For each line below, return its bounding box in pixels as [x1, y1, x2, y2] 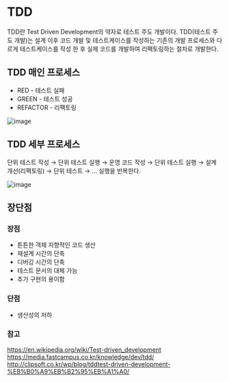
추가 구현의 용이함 [16, 275, 65, 283]
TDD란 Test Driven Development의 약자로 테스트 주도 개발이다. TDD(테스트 [7, 27, 211, 36]
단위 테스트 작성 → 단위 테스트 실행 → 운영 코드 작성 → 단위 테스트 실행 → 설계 [7, 158, 217, 166]
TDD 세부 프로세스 [7, 138, 81, 151]
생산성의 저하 [16, 311, 53, 319]
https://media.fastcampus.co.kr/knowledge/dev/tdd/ [7, 353, 154, 361]
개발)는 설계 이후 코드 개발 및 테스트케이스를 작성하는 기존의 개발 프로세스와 [14, 36, 215, 44]
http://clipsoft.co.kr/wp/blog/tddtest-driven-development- [7, 360, 171, 368]
